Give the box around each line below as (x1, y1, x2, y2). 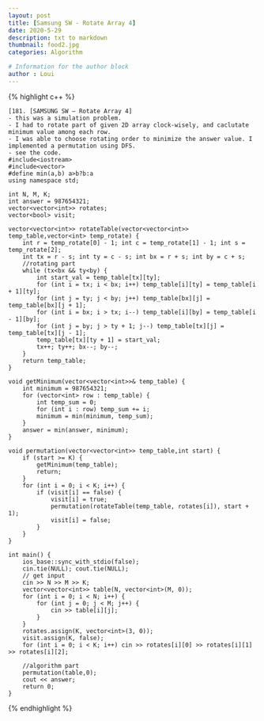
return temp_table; (22, 357, 87, 364)
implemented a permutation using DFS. (8, 142, 136, 150)
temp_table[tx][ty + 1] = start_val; (36, 336, 160, 344)
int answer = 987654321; (8, 197, 90, 205)
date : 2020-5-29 (8, 26, 62, 34)
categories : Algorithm (8, 48, 83, 56)
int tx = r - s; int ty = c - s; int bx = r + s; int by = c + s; (22, 253, 246, 261)
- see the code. (8, 148, 62, 157)
